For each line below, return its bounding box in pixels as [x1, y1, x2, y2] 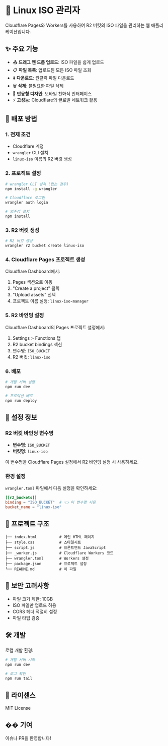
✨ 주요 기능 [5, 45, 39, 53]
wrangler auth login [5, 200, 49, 205]
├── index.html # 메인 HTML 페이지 [5, 534, 95, 539]
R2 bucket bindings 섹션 [12, 341, 62, 347]
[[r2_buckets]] [5, 495, 37, 501]
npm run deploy [5, 398, 37, 403]
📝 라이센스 [5, 691, 36, 700]
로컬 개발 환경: [5, 647, 34, 653]
